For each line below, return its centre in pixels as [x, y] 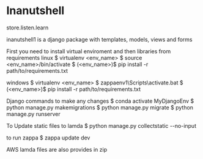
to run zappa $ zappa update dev [48, 138]
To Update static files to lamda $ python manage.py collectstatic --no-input [102, 125]
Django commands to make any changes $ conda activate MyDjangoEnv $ [100, 101]
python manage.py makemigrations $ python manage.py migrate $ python [100, 107]
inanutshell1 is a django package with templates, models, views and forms [99, 39]
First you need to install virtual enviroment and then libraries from [89, 51]
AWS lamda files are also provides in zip [57, 149]
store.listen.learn [28, 28]
